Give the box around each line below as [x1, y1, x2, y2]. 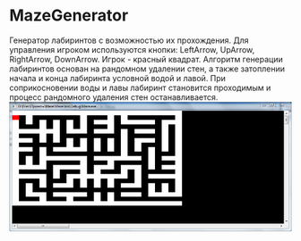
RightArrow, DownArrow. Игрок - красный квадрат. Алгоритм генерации [9, 54, 284, 64]
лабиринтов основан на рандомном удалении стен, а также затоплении [9, 63, 285, 74]
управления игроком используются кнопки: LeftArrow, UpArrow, [9, 44, 255, 54]
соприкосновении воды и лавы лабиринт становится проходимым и [9, 82, 271, 93]
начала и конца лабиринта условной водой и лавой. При [9, 72, 227, 83]
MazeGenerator [9, 5, 129, 26]
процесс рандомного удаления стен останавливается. [9, 91, 219, 103]
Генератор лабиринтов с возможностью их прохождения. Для [9, 35, 249, 46]
